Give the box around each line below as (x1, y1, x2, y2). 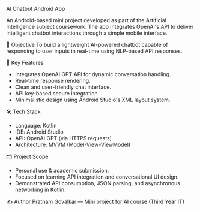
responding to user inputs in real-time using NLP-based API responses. (6, 47, 183, 55)
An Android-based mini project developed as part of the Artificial (6, 17, 166, 23)
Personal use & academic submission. (14, 167, 109, 174)
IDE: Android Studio (14, 128, 64, 135)
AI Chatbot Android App (6, 5, 65, 12)
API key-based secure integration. (14, 90, 100, 97)
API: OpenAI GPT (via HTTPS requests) (14, 135, 112, 141)
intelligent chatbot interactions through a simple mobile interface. (6, 29, 168, 37)
